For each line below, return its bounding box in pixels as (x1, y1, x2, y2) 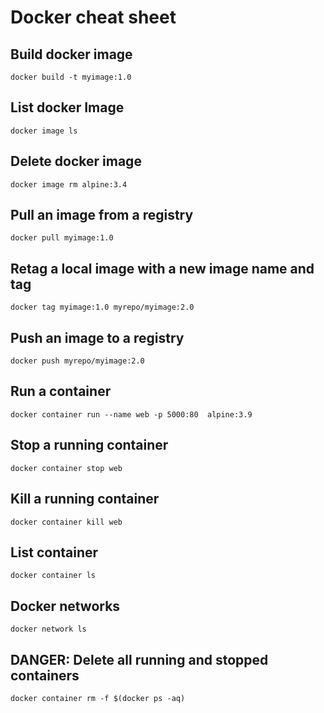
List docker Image (10, 99, 125, 116)
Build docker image (10, 46, 133, 63)
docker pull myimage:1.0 (10, 233, 114, 243)
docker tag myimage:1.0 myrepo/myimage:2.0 (10, 302, 195, 313)
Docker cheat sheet (10, 6, 177, 29)
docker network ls (10, 624, 87, 635)
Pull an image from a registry (10, 207, 194, 224)
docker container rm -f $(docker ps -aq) (10, 693, 186, 703)
